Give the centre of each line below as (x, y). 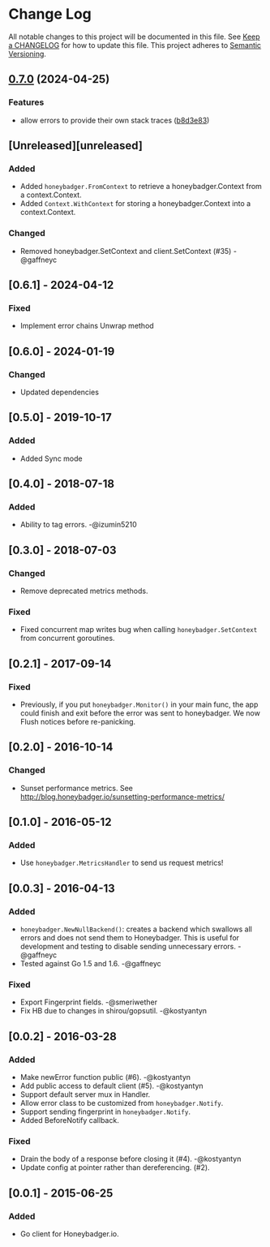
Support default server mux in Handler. (85, 1094)
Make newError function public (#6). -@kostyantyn (105, 1077)
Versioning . (28, 54)
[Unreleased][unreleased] (76, 146)
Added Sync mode (51, 458)
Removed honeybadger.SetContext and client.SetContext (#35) (126, 251)
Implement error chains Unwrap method (87, 326)
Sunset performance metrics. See (77, 788)
